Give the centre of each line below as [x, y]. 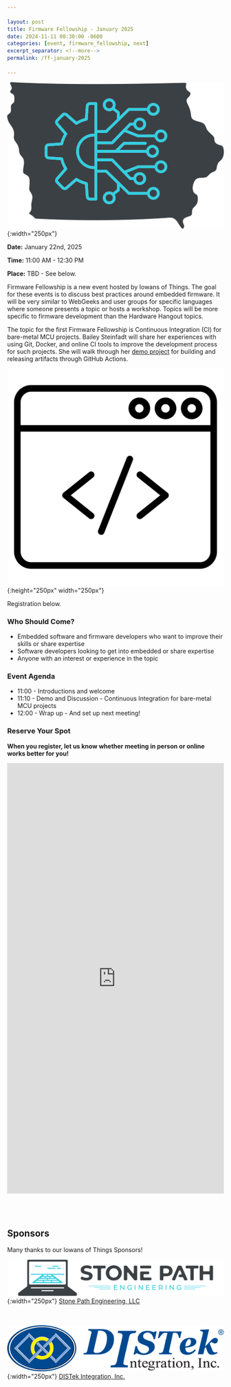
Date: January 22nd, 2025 [45, 247]
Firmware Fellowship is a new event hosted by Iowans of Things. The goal [112, 287]
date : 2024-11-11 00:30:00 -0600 [55, 36]
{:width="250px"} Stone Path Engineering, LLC [74, 1301]
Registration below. [34, 603]
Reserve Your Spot [39, 731]
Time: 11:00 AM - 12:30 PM [45, 260]
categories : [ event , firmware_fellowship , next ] [78, 44]
